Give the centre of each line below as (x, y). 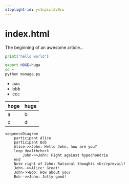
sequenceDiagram (21, 134)
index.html (27, 34)
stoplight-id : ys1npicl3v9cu (35, 10)
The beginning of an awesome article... (44, 47)
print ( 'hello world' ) (27, 56)
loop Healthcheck (32, 151)
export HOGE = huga (23, 65)
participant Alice (32, 138)
